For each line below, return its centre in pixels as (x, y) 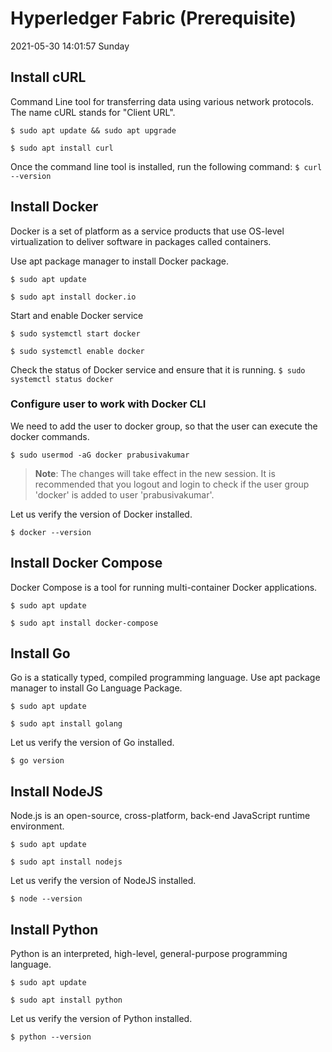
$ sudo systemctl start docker (75, 333)
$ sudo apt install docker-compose (84, 623)
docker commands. (50, 436)
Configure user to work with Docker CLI (108, 404)
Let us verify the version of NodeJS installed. (103, 881)
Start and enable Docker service (77, 315)
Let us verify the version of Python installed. (101, 1019)
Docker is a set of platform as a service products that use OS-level (147, 231)
